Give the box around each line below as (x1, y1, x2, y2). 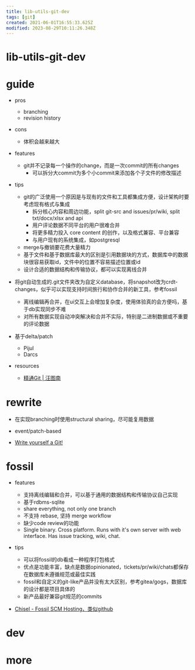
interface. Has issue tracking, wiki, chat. (23, 533, 120, 540)
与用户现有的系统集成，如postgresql (32, 236, 120, 243)
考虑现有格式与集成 (23, 201, 70, 208)
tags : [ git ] (6, 14, 35, 20)
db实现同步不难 (28, 306, 66, 313)
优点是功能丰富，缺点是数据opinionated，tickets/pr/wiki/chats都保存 (23, 563, 189, 570)
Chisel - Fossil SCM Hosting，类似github (14, 605, 113, 613)
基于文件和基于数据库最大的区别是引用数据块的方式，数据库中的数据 (23, 251, 189, 258)
